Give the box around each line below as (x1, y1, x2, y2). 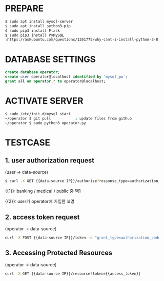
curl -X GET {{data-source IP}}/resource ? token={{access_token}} (5, 271, 141, 276)
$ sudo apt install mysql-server (5, 19, 73, 24)
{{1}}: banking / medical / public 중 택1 (5, 188, 81, 194)
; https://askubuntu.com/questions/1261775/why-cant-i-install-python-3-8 (5, 37, 159, 42)
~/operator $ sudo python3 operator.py (5, 120, 86, 125)
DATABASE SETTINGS (5, 54, 96, 65)
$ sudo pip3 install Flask (5, 28, 60, 33)
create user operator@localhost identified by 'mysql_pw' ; (5, 74, 128, 80)
